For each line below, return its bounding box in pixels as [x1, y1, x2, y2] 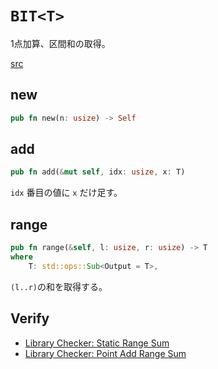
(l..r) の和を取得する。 [10, 280, 108, 292]
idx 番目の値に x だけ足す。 [10, 187, 123, 199]
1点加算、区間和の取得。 [10, 37, 111, 49]
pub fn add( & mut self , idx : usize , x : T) [10, 167, 186, 177]
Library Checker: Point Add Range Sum [24, 347, 187, 359]
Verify [10, 310, 50, 327]
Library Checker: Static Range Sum [24, 337, 170, 349]
